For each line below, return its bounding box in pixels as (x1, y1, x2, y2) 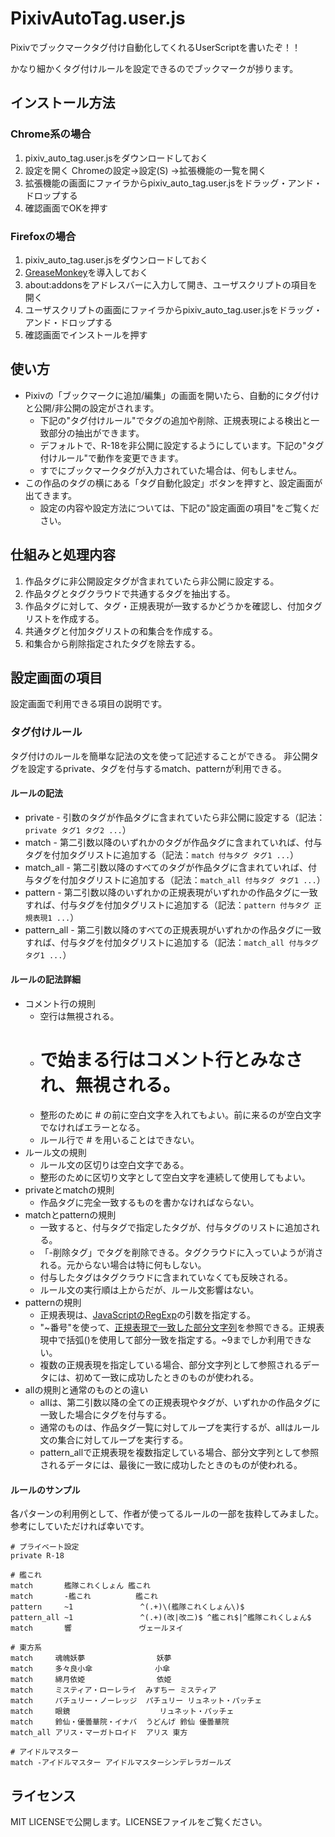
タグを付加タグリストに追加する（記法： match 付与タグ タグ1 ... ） (24, 848, 300, 861)
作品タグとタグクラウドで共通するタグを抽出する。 (24, 587, 236, 599)
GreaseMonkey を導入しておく (24, 266, 149, 278)
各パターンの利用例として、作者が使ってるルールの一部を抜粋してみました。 (10, 1508, 325, 1520)
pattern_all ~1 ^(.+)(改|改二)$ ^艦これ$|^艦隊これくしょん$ (10, 1613, 312, 1623)
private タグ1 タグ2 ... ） (24, 823, 132, 836)
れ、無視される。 (39, 1074, 181, 1097)
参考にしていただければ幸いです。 (10, 1520, 150, 1532)
